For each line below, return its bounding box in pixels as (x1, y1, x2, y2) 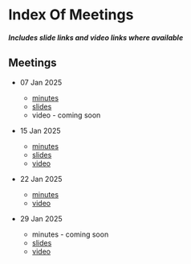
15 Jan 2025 (19, 126, 62, 135)
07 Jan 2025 (19, 77, 63, 87)
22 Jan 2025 (19, 174, 63, 184)
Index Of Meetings (8, 6, 134, 24)
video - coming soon (31, 110, 101, 120)
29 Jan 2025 (19, 213, 63, 223)
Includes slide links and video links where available (8, 32, 184, 42)
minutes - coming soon (31, 229, 109, 239)
